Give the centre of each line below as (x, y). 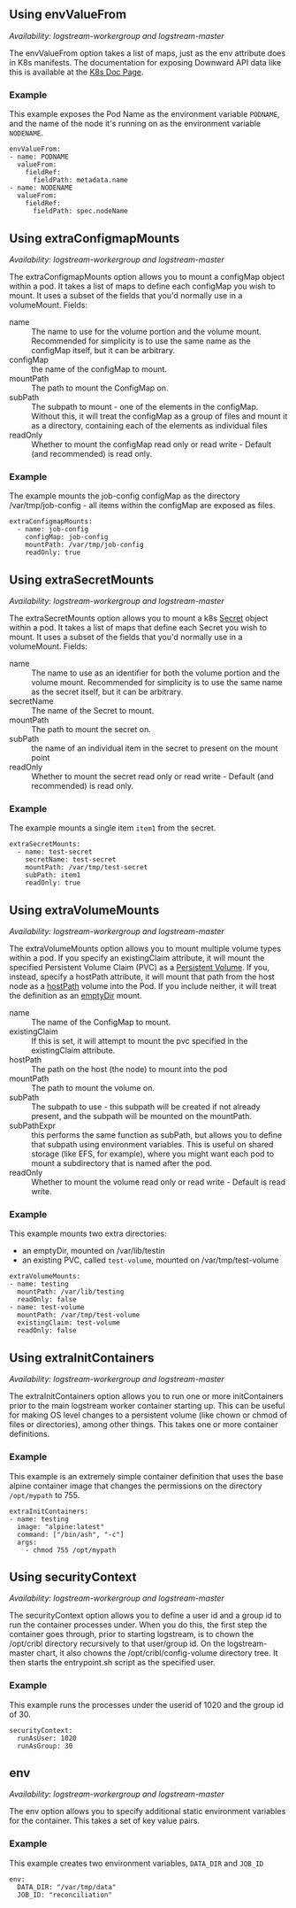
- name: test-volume (47, 1308)
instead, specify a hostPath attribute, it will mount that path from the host (142, 977)
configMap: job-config (67, 537)
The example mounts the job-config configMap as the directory (125, 496)
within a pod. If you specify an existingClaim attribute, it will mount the (137, 958)
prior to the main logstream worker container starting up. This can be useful (147, 1406)
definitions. (30, 1434)
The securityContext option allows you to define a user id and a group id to (145, 1616)
